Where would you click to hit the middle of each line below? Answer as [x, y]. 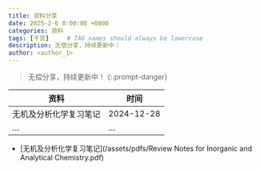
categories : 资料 [36, 30]
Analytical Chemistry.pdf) [62, 158]
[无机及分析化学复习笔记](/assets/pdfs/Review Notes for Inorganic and [136, 148]
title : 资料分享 [33, 16]
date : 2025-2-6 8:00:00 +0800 [59, 23]
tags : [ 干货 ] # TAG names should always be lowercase [106, 38]
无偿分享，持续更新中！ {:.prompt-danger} [98, 77]
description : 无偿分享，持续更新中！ [64, 46]
